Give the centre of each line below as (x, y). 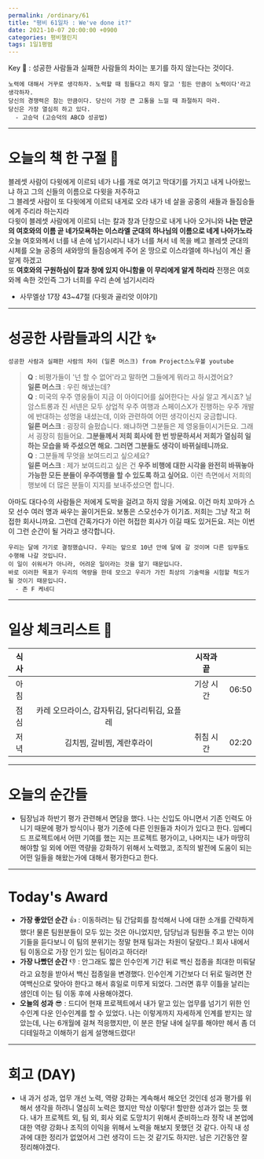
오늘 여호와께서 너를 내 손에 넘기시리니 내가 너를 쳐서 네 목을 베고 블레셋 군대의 (128, 241)
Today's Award (58, 897)
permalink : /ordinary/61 (49, 15)
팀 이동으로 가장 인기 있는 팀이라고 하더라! (83, 952)
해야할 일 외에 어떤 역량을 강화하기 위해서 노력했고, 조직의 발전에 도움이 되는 (136, 847)
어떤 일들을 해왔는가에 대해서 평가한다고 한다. (89, 857)
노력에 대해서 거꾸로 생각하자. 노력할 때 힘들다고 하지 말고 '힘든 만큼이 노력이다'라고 (130, 84)
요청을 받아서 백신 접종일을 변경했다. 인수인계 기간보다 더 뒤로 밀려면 (139, 974)
